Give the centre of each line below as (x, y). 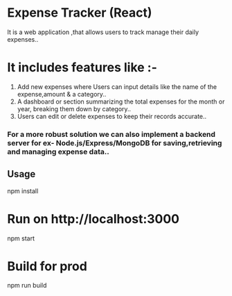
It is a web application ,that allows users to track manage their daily (103, 32)
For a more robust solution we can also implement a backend (111, 134)
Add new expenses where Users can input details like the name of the (117, 87)
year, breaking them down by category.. (74, 108)
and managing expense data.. (58, 151)
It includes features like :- (82, 68)
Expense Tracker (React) (80, 13)
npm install (23, 191)
